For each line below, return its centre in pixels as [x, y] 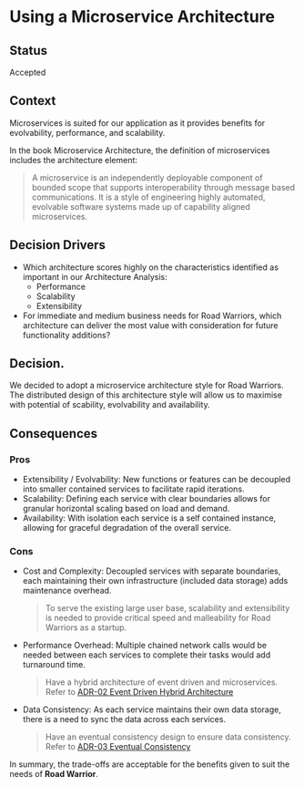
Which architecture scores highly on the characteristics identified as [151, 267]
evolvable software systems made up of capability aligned [141, 206]
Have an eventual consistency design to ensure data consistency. [168, 737]
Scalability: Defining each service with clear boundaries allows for [147, 499]
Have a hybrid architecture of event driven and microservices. [162, 682]
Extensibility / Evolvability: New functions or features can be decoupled [157, 480]
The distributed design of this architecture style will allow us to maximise [146, 395]
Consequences [54, 434]
